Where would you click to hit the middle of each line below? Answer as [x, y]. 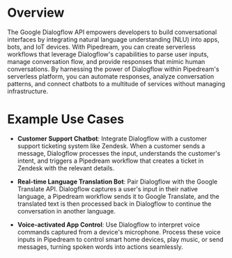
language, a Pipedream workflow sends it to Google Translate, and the [118, 196]
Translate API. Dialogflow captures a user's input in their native [108, 188]
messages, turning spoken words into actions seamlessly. [100, 247]
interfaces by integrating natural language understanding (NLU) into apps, [113, 39]
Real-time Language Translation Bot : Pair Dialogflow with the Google [117, 182]
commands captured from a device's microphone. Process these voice [119, 232]
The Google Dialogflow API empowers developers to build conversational [112, 32]
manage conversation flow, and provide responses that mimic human [106, 61]
